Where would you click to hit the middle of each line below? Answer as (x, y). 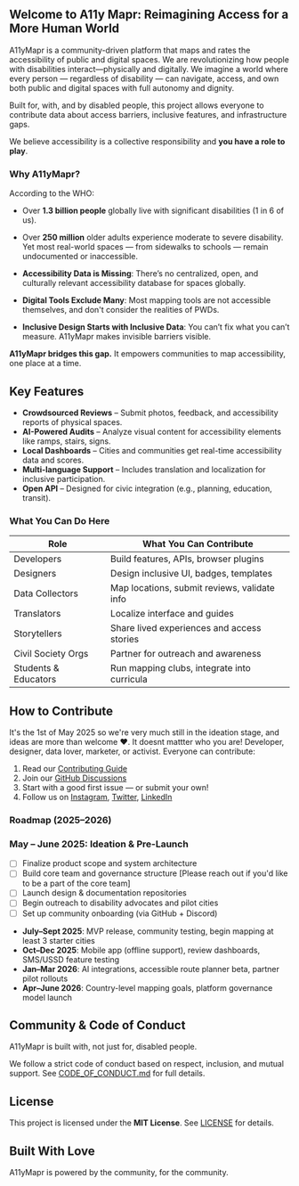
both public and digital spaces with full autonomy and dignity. (122, 87)
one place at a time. (45, 364)
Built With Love (52, 1151)
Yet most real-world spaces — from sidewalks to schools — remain (145, 247)
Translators (37, 614)
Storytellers (38, 634)
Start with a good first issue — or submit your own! (115, 788)
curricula (129, 679)
